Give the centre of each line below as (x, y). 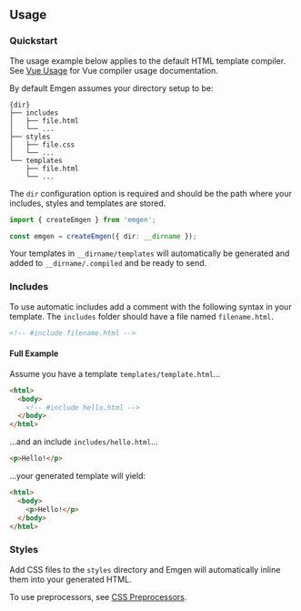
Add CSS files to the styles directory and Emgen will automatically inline (145, 569)
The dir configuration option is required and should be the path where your (151, 193)
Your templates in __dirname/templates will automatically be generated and (150, 253)
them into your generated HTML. (70, 579)
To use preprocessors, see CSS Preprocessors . (98, 596)
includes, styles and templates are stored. (88, 203)
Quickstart (34, 41)
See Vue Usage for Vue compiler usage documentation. (114, 70)
